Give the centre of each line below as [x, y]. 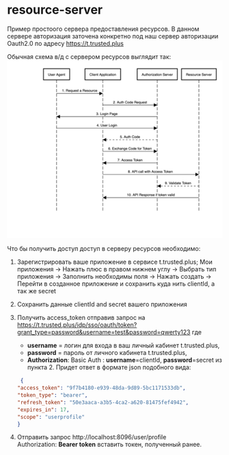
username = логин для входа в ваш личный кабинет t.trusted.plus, [123, 345]
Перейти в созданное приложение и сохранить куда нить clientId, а [116, 284]
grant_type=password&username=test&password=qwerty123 [104, 332]
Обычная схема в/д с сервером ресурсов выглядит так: [89, 56]
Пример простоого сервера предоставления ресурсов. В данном [103, 29]
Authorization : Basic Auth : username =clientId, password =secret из [124, 360]
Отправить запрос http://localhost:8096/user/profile [92, 437]
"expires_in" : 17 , [43, 410]
